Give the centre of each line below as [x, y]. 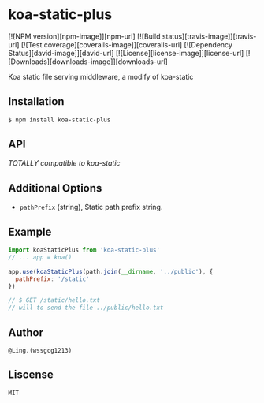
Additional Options [55, 188]
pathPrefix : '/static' [52, 279]
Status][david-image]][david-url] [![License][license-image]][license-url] [126, 53]
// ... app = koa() [40, 257]
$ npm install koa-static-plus [59, 120]
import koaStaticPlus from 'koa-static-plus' [84, 250]
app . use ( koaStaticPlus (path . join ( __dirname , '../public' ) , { [111, 271]
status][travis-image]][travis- [209, 36]
